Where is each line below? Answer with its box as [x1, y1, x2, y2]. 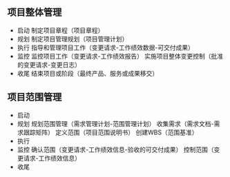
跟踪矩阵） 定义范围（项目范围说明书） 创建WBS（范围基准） [23, 128, 198, 136]
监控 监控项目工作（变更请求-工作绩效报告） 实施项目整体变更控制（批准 [17, 52, 224, 60]
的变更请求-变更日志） [17, 61, 82, 69]
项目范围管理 [7, 92, 62, 103]
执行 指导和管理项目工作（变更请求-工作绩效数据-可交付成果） [17, 43, 195, 52]
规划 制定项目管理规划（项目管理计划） [17, 34, 128, 43]
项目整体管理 [7, 6, 62, 19]
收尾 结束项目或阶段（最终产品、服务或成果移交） [17, 69, 159, 77]
